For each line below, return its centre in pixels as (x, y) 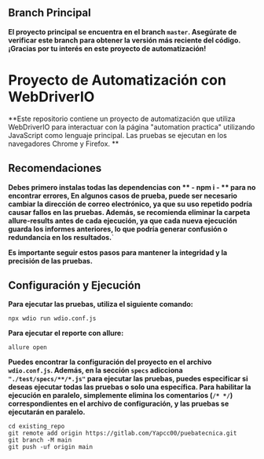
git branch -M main (40, 440)
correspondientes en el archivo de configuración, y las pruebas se (119, 404)
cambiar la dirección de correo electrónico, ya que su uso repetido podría (130, 204)
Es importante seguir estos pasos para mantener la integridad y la (118, 252)
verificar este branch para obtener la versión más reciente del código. (125, 40)
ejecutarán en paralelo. (47, 412)
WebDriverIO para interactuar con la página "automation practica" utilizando (132, 127)
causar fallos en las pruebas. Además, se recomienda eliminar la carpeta (129, 212)
